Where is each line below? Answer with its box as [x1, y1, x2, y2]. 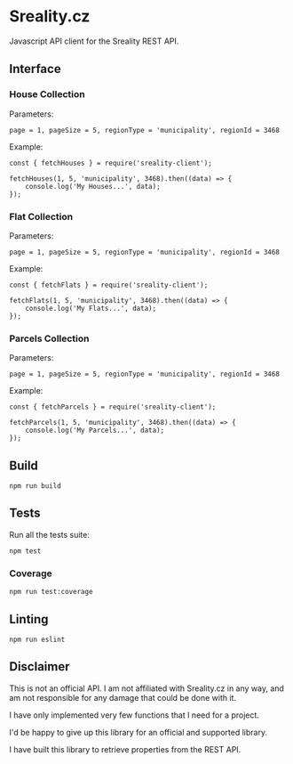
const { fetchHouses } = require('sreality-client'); [9, 158, 213, 167]
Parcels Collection [9, 332, 91, 345]
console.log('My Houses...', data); [25, 182, 162, 191]
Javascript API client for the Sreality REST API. [9, 36, 179, 46]
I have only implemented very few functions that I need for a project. [9, 710, 260, 720]
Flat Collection [9, 210, 74, 223]
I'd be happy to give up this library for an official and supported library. [9, 727, 268, 737]
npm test [9, 546, 42, 556]
